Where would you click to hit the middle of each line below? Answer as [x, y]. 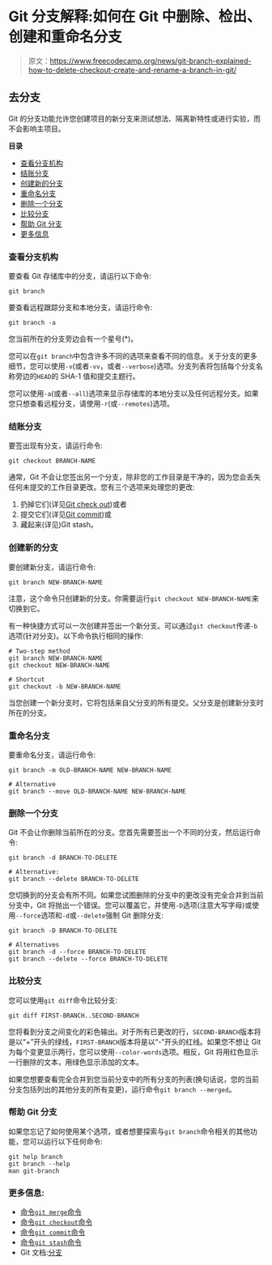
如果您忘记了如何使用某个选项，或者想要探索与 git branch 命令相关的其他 [130, 1131]
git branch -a [32, 323]
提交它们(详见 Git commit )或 [66, 514]
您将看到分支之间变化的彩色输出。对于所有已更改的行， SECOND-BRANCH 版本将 [135, 1031]
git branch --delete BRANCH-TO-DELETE [74, 880]
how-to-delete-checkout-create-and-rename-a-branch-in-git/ [132, 70]
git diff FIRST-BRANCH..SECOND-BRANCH [74, 1016]
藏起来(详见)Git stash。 [59, 525]
